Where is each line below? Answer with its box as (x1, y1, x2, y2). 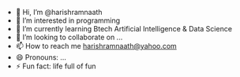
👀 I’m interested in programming (15, 16, 121, 25)
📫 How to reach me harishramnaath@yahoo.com (15, 42, 178, 50)
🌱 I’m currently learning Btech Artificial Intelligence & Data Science (15, 24, 233, 33)
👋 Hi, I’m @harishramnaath (15, 8, 103, 16)
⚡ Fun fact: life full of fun (15, 61, 96, 71)
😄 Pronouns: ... (15, 53, 67, 62)
